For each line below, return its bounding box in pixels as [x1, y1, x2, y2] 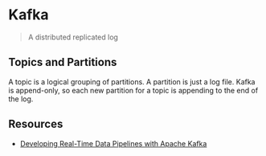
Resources [8, 117, 63, 131]
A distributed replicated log [27, 32, 119, 42]
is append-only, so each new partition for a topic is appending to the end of [8, 85, 259, 95]
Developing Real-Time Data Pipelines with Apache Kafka [19, 138, 207, 148]
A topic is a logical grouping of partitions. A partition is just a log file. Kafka [8, 76, 256, 86]
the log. [8, 94, 34, 104]
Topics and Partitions [8, 55, 117, 69]
